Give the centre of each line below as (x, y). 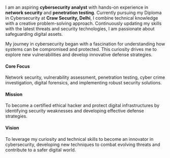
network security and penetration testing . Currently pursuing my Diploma (83, 13)
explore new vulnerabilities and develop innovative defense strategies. (79, 55)
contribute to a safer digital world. (41, 150)
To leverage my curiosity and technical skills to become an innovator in (79, 139)
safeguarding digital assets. (34, 34)
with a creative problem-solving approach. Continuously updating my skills (83, 23)
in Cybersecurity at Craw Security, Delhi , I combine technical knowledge (82, 18)
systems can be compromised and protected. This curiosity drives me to (81, 49)
